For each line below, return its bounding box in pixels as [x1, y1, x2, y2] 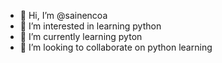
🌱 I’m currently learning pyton [19, 31, 143, 42]
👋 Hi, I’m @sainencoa [19, 10, 108, 21]
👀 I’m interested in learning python [19, 20, 162, 32]
